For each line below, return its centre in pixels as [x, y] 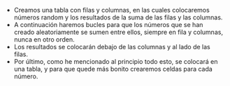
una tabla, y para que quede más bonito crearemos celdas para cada [113, 69]
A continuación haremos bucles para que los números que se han [108, 25]
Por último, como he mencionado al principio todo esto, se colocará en [116, 61]
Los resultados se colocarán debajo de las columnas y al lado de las [112, 47]
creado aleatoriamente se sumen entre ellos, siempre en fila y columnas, [118, 32]
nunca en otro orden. [44, 40]
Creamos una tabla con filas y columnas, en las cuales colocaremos [112, 10]
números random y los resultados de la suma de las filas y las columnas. [118, 17]
